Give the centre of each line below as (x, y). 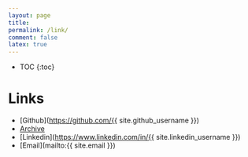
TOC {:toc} (37, 67)
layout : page (30, 15)
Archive (32, 129)
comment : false (33, 37)
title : (19, 23)
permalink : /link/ (38, 30)
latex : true (28, 45)
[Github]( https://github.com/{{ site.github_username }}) (109, 120)
